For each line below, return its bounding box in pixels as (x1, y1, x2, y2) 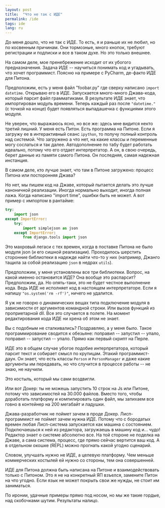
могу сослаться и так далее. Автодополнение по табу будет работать (5, 142, 153, 148)
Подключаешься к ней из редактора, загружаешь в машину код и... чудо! (5, 427, 161, 433)
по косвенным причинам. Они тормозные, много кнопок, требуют (5, 45, 145, 51)
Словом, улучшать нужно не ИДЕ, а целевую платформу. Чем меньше (5, 452, 154, 458)
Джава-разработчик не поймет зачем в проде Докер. (5, 411, 119, 417)
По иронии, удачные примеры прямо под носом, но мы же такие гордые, (5, 492, 161, 498)
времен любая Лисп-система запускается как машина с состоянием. (5, 421, 153, 427)
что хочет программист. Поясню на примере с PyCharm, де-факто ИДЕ (5, 70, 156, 76)
